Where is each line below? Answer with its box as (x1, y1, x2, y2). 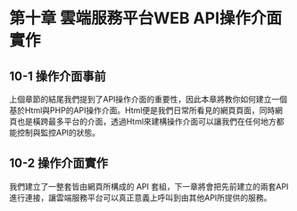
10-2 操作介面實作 (9, 156, 109, 171)
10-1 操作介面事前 (9, 69, 107, 84)
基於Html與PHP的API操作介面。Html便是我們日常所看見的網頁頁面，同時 (9, 105, 276, 116)
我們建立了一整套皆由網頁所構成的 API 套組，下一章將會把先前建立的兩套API (9, 181, 289, 191)
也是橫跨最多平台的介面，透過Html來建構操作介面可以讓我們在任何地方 (16, 117, 276, 126)
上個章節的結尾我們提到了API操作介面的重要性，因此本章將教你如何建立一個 (9, 94, 288, 104)
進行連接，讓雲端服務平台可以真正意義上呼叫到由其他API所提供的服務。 (9, 192, 272, 203)
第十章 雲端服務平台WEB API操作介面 (9, 8, 283, 28)
